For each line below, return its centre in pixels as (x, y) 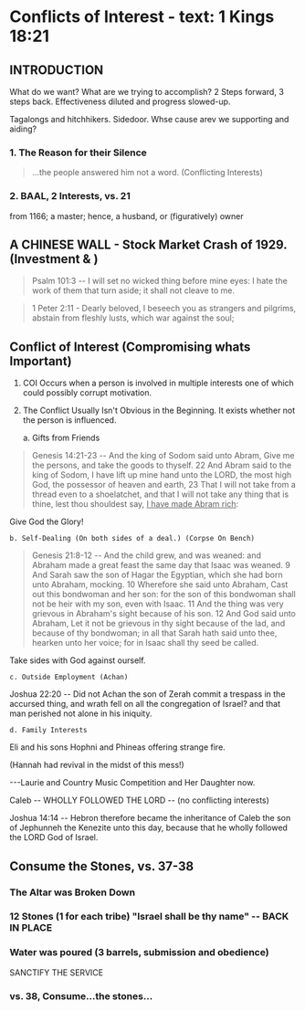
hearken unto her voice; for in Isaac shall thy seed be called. (145, 643)
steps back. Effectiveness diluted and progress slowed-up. (120, 101)
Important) (41, 361)
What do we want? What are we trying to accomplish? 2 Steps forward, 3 (147, 92)
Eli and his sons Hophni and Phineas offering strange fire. (117, 747)
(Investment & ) (54, 259)
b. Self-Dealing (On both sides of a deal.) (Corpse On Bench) (132, 539)
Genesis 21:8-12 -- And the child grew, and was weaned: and (147, 555)
